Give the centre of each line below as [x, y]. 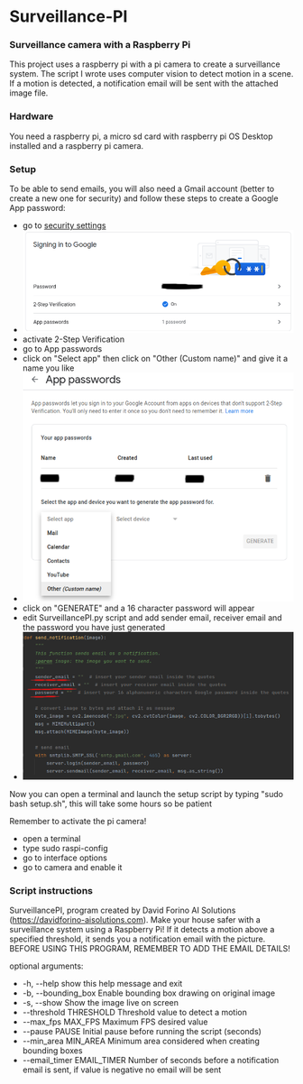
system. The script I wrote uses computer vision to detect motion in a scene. [151, 74]
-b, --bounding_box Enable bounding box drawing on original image [149, 993]
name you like [48, 368]
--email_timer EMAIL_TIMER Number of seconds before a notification [151, 1061]
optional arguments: [46, 966]
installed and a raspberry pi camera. [77, 145]
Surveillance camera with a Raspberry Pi [100, 45]
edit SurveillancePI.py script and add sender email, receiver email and [152, 617]
